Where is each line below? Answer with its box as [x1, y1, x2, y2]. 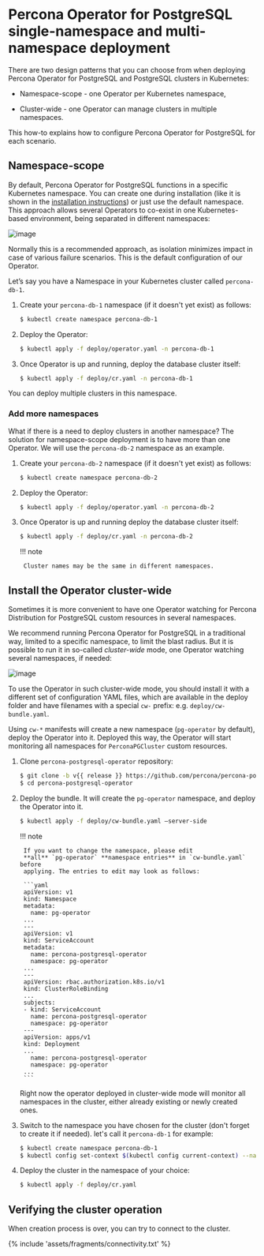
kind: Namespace [23, 894, 77, 903]
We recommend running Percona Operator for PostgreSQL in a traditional [8, 628, 246, 638]
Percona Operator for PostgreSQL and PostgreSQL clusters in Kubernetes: [8, 73, 250, 83]
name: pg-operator [30, 909, 91, 917]
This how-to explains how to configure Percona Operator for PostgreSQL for [8, 128, 256, 137]
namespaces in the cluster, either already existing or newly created [19, 1097, 238, 1106]
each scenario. [8, 136, 57, 145]
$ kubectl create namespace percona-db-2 [19, 474, 158, 482]
